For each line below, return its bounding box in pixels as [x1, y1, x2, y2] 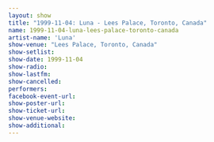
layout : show [8, 11, 52, 20]
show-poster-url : [8, 99, 66, 107]
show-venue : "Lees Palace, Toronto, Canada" [8, 41, 158, 49]
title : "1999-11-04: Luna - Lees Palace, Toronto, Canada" [8, 19, 208, 27]
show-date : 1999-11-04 [8, 56, 83, 64]
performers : [8, 84, 48, 93]
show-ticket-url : [8, 107, 66, 115]
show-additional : [8, 121, 66, 129]
